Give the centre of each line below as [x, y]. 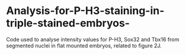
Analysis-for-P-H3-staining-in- [85, 11]
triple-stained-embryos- [68, 23]
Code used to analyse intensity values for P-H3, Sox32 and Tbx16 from [93, 39]
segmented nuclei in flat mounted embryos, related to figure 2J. [84, 46]
